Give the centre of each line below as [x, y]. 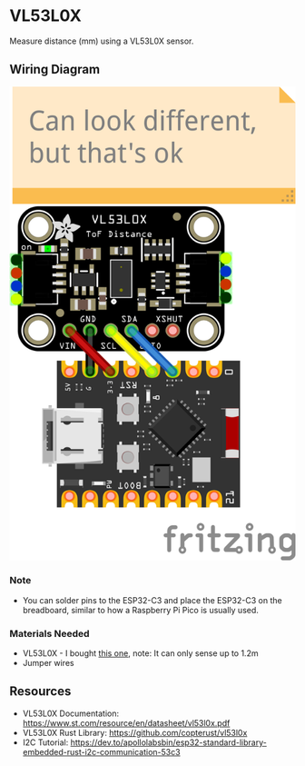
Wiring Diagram [55, 70]
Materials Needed [49, 633]
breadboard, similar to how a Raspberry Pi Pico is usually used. [140, 610]
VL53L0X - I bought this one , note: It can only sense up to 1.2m [140, 653]
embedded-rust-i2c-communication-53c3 [101, 751]
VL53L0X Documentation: [71, 713]
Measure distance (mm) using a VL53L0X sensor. [102, 41]
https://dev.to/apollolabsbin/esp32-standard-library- [169, 742]
